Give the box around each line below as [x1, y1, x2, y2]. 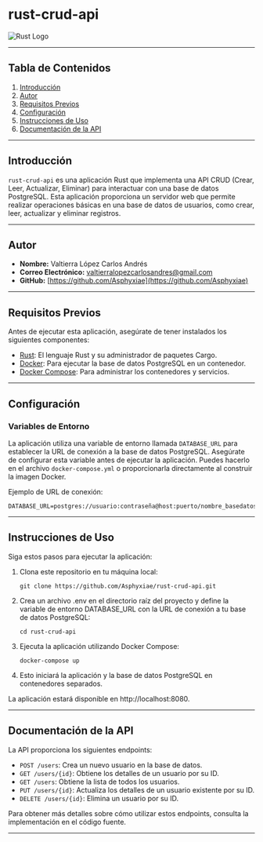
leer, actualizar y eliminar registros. [8, 208, 121, 217]
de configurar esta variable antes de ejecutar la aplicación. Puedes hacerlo [8, 455, 250, 465]
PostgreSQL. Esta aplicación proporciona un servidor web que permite [8, 191, 236, 201]
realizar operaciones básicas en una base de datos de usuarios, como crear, [8, 200, 254, 210]
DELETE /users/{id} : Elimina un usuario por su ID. [19, 793, 179, 803]
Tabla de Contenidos [8, 61, 111, 75]
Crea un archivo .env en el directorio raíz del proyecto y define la [19, 596, 229, 605]
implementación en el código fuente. [8, 817, 127, 826]
